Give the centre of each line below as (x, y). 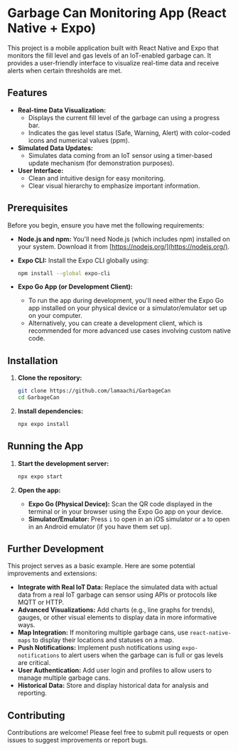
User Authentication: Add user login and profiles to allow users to (114, 671)
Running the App (45, 446)
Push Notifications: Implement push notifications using (99, 648)
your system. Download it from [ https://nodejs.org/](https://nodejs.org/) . (123, 246)
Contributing (36, 715)
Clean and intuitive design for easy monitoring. (97, 178)
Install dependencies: (50, 411)
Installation (33, 361)
